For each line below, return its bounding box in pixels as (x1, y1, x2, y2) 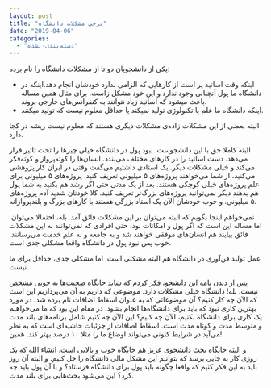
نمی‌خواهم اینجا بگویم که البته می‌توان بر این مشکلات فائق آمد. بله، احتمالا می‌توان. (9, 212, 255, 222)
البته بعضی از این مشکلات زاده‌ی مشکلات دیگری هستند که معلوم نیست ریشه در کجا (9, 121, 260, 131)
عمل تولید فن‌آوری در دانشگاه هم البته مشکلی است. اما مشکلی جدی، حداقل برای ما (9, 253, 261, 263)
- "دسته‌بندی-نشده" (16, 42, 79, 50)
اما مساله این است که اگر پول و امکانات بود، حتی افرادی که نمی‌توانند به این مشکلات (9, 221, 262, 231)
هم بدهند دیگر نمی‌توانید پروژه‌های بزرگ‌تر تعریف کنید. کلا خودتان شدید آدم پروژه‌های (9, 188, 259, 198)
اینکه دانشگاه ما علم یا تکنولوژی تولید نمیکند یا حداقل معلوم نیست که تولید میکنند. (20, 106, 264, 115)
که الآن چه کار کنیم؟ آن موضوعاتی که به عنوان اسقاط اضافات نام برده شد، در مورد (9, 295, 257, 305)
